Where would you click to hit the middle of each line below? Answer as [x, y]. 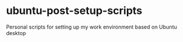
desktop [16, 33]
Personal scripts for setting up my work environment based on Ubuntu [91, 27]
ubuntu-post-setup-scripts [74, 11]
